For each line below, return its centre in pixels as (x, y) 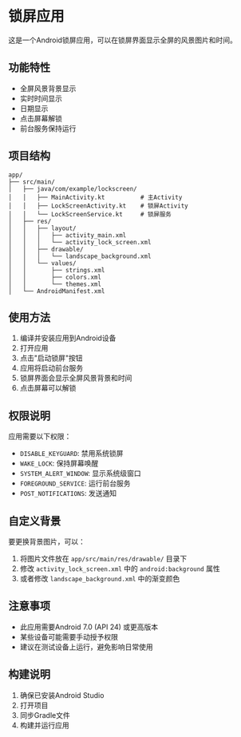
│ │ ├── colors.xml (55, 277)
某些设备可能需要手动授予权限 (69, 636)
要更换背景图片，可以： (47, 541)
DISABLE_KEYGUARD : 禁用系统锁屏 (71, 454)
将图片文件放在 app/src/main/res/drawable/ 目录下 (103, 559)
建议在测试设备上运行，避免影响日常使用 (86, 647)
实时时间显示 (41, 98)
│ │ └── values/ (43, 263)
